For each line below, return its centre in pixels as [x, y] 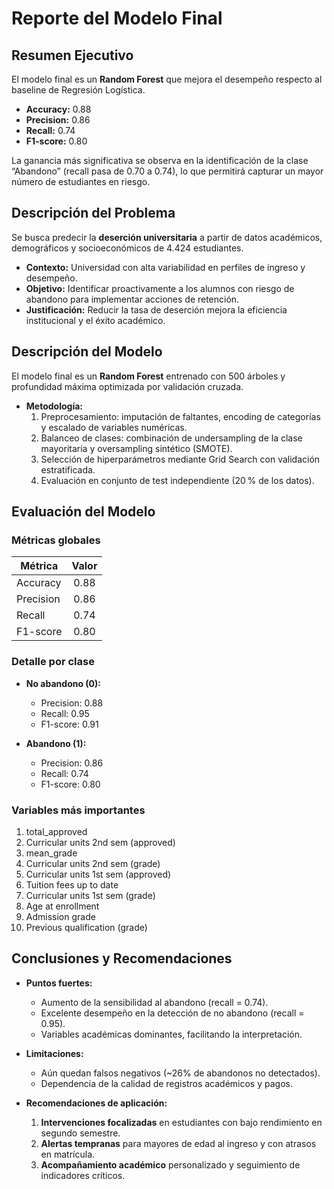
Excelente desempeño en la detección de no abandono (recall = [172, 1013]
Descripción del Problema [93, 213]
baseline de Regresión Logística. [78, 90]
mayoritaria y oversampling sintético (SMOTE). [136, 448]
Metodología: [54, 406]
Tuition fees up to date [72, 884]
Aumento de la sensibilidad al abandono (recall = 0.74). [154, 1002]
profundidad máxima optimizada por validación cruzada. [127, 386]
